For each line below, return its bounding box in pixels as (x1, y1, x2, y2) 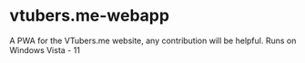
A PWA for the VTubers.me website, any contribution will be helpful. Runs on (9, 35, 297, 46)
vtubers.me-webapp (9, 5, 170, 26)
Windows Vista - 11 (9, 44, 80, 55)
